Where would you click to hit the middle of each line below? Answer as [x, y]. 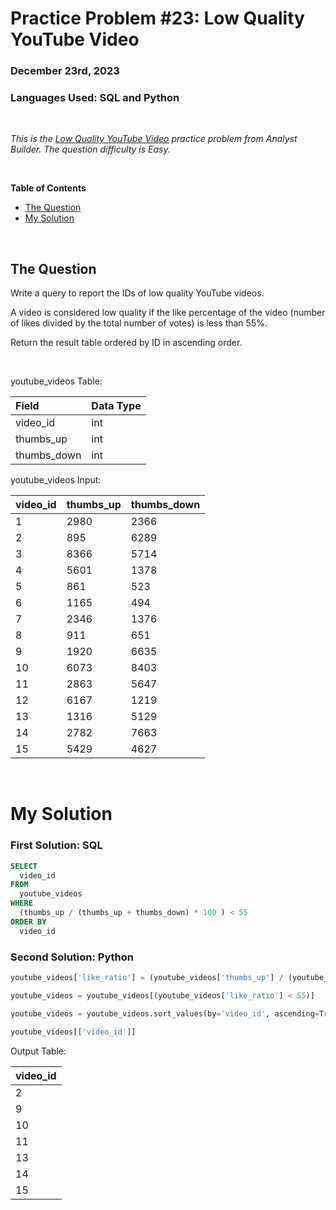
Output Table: [38, 1051]
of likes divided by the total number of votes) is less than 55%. [139, 323]
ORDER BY [28, 922]
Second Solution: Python [72, 957]
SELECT [24, 866]
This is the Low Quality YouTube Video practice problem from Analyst [154, 139]
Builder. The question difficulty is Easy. [90, 149]
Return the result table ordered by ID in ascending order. [126, 343]
